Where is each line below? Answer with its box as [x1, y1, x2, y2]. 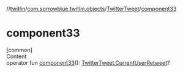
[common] [6, 46, 32, 53]
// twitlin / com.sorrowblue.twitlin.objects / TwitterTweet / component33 [6, 5, 177, 12]
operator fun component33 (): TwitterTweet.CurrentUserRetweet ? [6, 59, 170, 66]
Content [6, 53, 27, 60]
